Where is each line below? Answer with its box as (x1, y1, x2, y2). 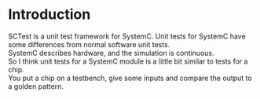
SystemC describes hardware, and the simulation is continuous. (8, 48, 214, 57)
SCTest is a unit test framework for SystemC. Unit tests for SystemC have (8, 31, 246, 41)
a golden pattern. (8, 81, 64, 91)
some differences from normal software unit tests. (8, 39, 170, 49)
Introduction (8, 5, 91, 24)
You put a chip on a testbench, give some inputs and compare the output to (8, 73, 253, 82)
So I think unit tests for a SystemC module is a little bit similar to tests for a (8, 57, 248, 66)
